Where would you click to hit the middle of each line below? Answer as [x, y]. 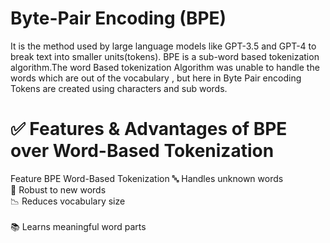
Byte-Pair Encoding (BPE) [118, 18]
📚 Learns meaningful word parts [78, 226]
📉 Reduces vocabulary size [68, 201]
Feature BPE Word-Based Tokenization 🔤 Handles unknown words [147, 178]
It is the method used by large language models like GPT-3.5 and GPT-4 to [163, 46]
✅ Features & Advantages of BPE [149, 129]
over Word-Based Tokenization [142, 151]
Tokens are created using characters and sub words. [119, 88]
